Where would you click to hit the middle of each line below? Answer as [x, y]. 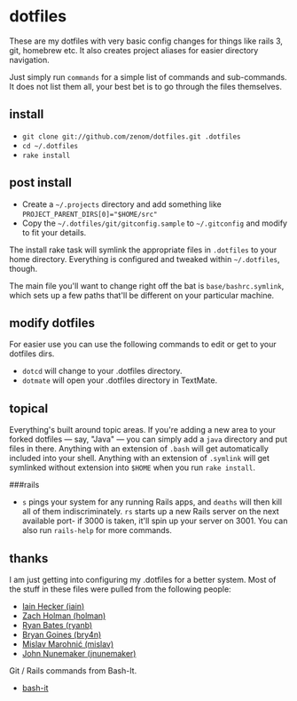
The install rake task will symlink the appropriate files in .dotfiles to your [143, 250]
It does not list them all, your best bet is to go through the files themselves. [145, 86]
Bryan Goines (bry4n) [62, 634]
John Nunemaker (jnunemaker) [79, 653]
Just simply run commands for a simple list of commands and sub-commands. [148, 76]
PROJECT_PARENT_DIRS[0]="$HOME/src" [90, 214]
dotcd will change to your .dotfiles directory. [102, 371]
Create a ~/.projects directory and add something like [121, 204]
